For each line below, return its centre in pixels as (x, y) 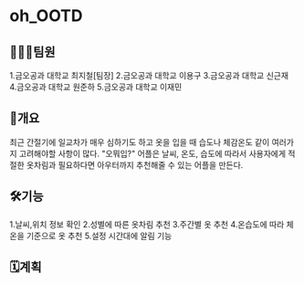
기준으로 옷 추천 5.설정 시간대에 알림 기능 (99, 236)
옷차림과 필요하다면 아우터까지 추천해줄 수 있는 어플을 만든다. (135, 164)
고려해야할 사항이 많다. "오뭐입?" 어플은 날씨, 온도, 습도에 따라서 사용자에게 (152, 153)
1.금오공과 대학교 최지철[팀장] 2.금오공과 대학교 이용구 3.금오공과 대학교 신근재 (149, 75)
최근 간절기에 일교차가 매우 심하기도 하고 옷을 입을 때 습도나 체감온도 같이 (140, 141)
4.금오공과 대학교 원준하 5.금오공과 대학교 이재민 (96, 87)
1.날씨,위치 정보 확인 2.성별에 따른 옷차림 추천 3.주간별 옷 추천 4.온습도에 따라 (147, 224)
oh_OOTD (46, 16)
